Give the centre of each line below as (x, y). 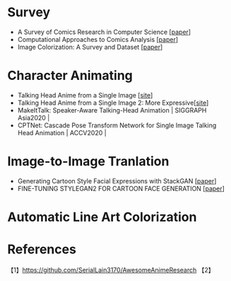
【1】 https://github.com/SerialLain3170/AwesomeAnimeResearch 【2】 (111, 270)
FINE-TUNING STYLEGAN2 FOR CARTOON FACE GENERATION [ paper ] (121, 188)
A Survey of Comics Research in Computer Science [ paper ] (104, 32)
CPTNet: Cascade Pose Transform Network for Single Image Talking (117, 125)
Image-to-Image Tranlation (88, 162)
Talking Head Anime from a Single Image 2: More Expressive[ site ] (113, 103)
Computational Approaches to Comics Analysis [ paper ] (98, 39)
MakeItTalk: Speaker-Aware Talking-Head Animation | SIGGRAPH (112, 110)
